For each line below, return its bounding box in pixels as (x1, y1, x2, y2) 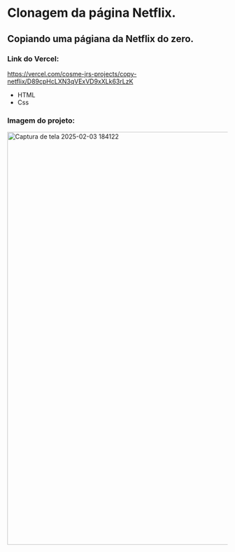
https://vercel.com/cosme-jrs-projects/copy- (7, 69, 137, 78)
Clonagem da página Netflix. (7, 5, 176, 21)
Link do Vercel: (7, 54, 59, 64)
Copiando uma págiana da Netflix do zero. (7, 33, 194, 45)
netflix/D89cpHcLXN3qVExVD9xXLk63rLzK (7, 77, 134, 85)
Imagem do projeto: (7, 116, 76, 125)
